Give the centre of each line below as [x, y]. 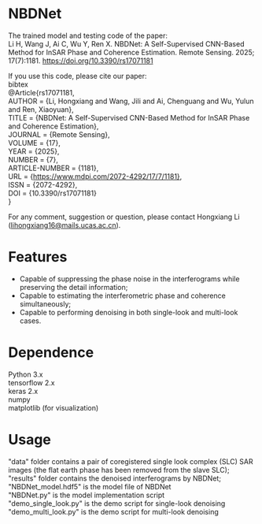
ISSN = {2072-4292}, [43, 184]
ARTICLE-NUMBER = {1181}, [54, 168]
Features [38, 257]
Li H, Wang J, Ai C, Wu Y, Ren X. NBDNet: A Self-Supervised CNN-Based [126, 43]
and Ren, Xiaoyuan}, [41, 109]
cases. [30, 321]
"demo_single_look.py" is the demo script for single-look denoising [117, 503]
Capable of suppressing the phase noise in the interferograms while [129, 279]
